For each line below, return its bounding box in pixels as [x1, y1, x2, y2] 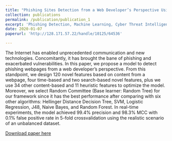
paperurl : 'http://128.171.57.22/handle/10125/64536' [5, 31, 123, 36]
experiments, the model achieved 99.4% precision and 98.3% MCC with [5, 109, 158, 115]
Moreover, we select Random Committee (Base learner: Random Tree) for [5, 88, 160, 93]
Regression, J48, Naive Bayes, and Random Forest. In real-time [5, 104, 139, 110]
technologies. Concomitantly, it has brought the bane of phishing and [5, 55, 152, 61]
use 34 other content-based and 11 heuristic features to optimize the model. [5, 82, 165, 88]
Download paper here [5, 130, 51, 136]
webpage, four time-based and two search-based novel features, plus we [5, 77, 161, 83]
